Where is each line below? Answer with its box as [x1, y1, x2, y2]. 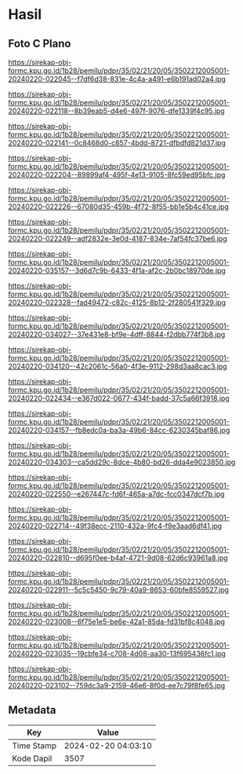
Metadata [8, 703, 56, 717]
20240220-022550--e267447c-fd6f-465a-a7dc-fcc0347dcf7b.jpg [8, 490, 225, 498]
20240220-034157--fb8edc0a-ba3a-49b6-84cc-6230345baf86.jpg [8, 426, 230, 435]
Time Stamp [12, 740, 57, 751]
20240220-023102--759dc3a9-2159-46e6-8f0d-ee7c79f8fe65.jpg [8, 681, 226, 690]
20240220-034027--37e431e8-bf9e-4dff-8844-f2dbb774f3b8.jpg [8, 330, 226, 339]
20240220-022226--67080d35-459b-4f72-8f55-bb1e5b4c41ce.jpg [8, 202, 229, 211]
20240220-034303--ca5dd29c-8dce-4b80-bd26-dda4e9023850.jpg [8, 457, 236, 467]
